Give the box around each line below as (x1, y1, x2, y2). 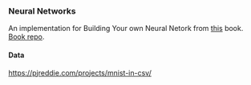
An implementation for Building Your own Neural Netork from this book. (8, 24, 244, 33)
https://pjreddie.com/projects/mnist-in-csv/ (8, 68, 152, 77)
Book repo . (8, 32, 45, 41)
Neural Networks (8, 6, 76, 17)
